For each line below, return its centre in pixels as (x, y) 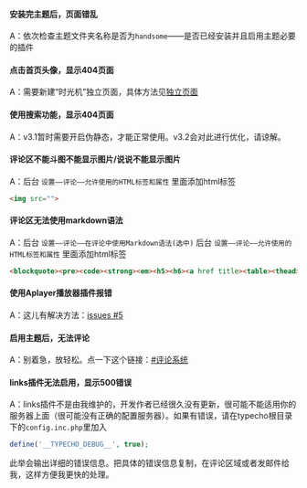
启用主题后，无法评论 (49, 337)
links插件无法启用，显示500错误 (71, 382)
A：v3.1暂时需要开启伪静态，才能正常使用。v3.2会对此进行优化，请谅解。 (148, 136)
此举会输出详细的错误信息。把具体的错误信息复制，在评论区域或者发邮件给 (149, 463)
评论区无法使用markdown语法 (66, 220)
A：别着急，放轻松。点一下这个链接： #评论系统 (99, 360)
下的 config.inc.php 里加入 (58, 427)
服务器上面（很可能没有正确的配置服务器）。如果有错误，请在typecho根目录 (151, 416)
